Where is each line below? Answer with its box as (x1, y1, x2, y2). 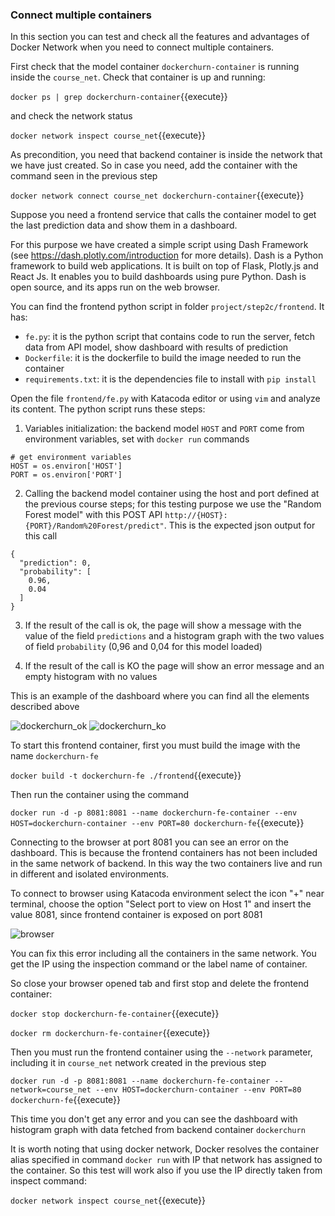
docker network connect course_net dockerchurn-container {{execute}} (10, 189, 305, 202)
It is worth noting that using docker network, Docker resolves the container (10, 1143, 320, 1155)
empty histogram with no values (24, 671, 158, 683)
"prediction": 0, (19, 558, 92, 568)
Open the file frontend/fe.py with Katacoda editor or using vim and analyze (10, 393, 321, 405)
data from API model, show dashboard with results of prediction (24, 341, 289, 353)
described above (10, 701, 80, 713)
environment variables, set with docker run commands (24, 433, 250, 445)
